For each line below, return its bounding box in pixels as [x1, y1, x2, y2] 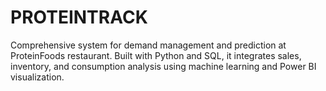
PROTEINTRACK [10, 6, 148, 29]
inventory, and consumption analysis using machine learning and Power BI [10, 60, 317, 72]
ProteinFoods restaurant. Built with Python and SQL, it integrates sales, [10, 49, 302, 61]
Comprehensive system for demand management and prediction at [10, 39, 287, 51]
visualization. [10, 71, 65, 83]
